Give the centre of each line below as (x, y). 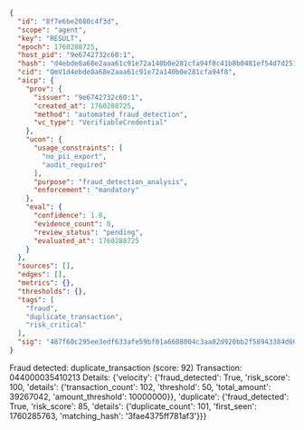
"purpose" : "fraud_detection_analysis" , (110, 181)
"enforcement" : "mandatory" (86, 191)
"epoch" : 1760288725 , (58, 47)
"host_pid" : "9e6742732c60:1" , (76, 55)
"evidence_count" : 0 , (74, 224)
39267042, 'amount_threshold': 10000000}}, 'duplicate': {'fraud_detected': (149, 396)
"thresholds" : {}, (52, 291)
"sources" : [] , (46, 266)
